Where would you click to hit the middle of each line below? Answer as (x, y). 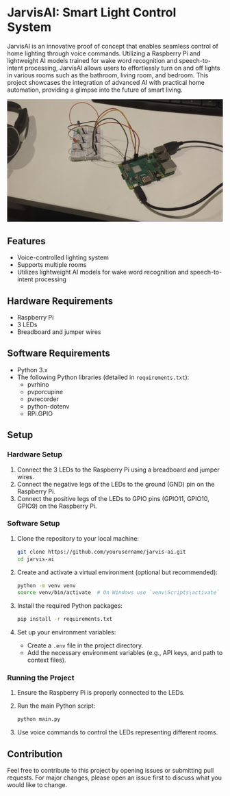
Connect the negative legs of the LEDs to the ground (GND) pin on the (116, 484)
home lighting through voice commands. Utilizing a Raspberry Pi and (104, 53)
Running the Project (41, 678)
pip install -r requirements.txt (65, 619)
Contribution (35, 754)
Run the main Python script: (56, 706)
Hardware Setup (35, 454)
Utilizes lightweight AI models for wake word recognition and (103, 272)
